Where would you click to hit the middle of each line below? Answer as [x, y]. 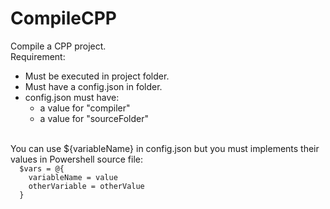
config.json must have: [72, 97]
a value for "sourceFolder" [94, 118]
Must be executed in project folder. [97, 76]
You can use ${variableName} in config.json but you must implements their [165, 148]
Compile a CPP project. [58, 46]
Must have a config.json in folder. [93, 86]
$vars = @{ [42, 168]
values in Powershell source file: [76, 159]
